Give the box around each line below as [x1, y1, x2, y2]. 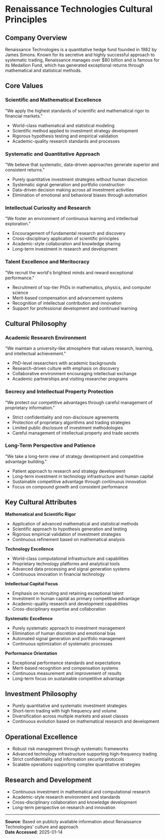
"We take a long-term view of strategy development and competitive [5, 453, 144, 459]
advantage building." [5, 458, 47, 464]
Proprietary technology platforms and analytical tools [12, 560, 120, 567]
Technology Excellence [5, 546, 54, 552]
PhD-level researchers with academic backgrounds [12, 360, 116, 366]
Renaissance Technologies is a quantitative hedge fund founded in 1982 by [5, 47, 157, 52]
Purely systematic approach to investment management [12, 625, 125, 631]
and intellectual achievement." [5, 351, 66, 356]
